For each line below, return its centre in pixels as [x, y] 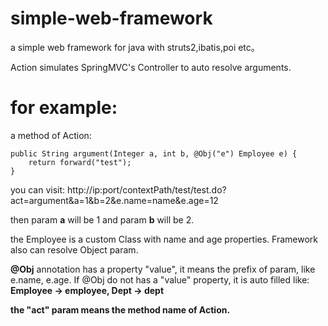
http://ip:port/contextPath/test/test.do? [147, 189]
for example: [64, 108]
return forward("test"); [80, 162]
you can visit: [38, 189]
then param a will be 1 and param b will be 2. [102, 219]
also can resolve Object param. [74, 249]
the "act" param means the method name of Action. [120, 309]
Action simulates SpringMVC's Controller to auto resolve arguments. [151, 67]
